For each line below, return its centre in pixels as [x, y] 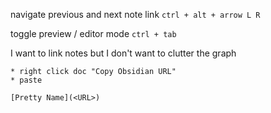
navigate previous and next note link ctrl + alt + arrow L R [135, 14]
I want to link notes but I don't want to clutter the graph [123, 53]
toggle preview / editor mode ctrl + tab [93, 33]
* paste [26, 80]
